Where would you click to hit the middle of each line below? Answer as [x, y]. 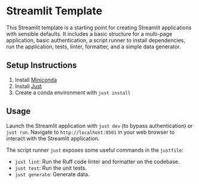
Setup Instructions [42, 65]
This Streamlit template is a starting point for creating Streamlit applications [99, 27]
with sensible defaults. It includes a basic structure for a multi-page [89, 33]
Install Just [28, 86]
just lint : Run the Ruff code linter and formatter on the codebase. [97, 161]
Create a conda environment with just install [73, 92]
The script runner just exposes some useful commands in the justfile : [95, 150]
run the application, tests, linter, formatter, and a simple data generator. [94, 47]
